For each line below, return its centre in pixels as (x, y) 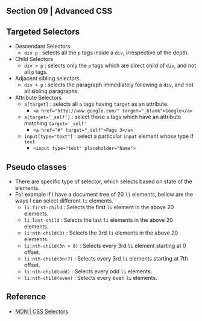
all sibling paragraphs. (52, 91)
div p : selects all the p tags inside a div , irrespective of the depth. (106, 53)
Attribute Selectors (38, 98)
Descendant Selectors (43, 47)
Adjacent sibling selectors (47, 79)
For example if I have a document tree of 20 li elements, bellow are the (104, 195)
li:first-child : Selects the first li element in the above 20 (99, 207)
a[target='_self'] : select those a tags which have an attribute (103, 117)
